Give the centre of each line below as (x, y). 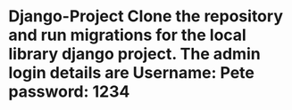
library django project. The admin (134, 54)
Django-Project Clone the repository (146, 16)
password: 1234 (69, 92)
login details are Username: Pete (132, 73)
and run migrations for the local (127, 35)
